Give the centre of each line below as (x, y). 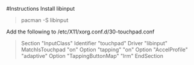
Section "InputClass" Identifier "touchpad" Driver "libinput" (94, 43)
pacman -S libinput (45, 20)
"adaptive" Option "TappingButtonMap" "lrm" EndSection (92, 56)
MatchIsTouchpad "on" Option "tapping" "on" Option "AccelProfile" (105, 49)
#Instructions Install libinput (41, 9)
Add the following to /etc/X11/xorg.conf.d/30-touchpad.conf (80, 32)
